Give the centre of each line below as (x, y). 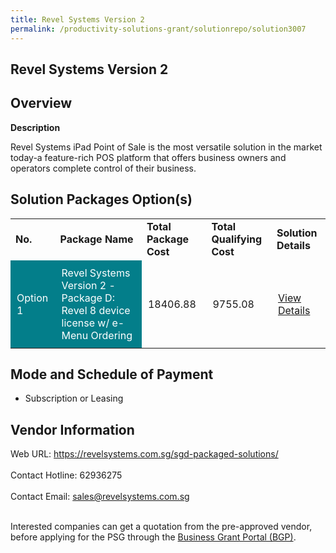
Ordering (111, 335)
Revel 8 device (96, 310)
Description (35, 127)
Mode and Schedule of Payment (112, 374)
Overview (41, 103)
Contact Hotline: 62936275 (66, 475)
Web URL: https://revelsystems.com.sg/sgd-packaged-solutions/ (144, 454)
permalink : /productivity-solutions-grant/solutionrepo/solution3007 (158, 29)
